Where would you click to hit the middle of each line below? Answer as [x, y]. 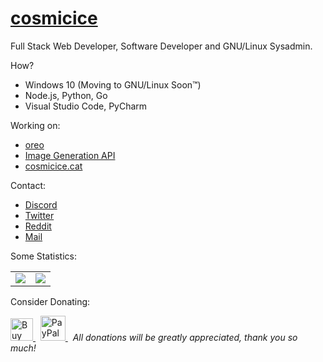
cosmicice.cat [53, 166]
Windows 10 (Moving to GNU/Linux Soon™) [113, 84]
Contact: [28, 185]
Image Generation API [70, 155]
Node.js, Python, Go [66, 95]
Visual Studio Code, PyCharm [86, 106]
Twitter [39, 215]
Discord [41, 204]
